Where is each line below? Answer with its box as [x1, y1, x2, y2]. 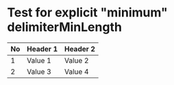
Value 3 [27, 66, 51, 76]
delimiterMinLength [7, 19, 122, 35]
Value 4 [64, 66, 89, 76]
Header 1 [27, 44, 58, 53]
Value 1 [27, 56, 51, 65]
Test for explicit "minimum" [7, 5, 168, 21]
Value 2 [64, 56, 89, 65]
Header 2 [64, 44, 96, 53]
